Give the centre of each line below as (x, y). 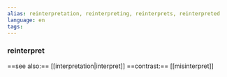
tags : (15, 26)
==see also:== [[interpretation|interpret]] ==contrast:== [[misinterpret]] (111, 66)
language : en (26, 20)
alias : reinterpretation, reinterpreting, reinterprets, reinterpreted (113, 14)
